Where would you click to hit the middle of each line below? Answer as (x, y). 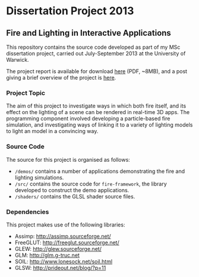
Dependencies (28, 212)
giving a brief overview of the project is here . (61, 78)
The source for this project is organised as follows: (68, 159)
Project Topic (26, 93)
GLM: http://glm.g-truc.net (47, 255)
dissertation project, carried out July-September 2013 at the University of (96, 53)
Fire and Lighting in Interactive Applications (89, 33)
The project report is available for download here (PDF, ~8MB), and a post (97, 71)
